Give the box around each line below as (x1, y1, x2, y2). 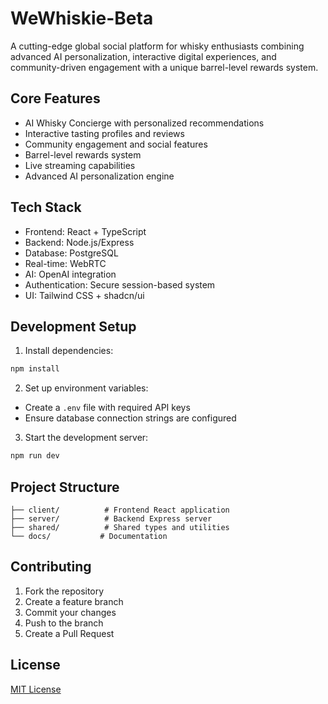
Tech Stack (10, 199, 82, 216)
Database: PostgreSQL (24, 247, 119, 259)
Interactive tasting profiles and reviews (24, 127, 185, 139)
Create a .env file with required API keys (24, 402, 191, 414)
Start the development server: (24, 432, 149, 444)
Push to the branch (24, 617, 104, 629)
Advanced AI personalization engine (24, 170, 175, 182)
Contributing (10, 558, 92, 576)
